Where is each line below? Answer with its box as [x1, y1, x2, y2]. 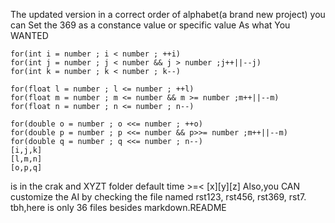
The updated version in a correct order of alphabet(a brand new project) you [10, 9, 326, 20]
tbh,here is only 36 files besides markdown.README [10, 202, 227, 213]
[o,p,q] [10, 163, 43, 173]
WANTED [10, 30, 49, 41]
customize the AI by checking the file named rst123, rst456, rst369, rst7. [10, 191, 307, 203]
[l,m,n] [10, 154, 43, 164]
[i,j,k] [10, 145, 43, 155]
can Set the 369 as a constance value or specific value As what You [10, 19, 291, 31]
